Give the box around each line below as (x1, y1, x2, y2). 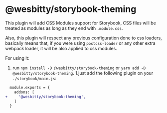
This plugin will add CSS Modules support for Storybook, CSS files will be (5, 20, 156, 26)
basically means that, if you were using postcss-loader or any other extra (5, 40, 156, 46)
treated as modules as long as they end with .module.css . (5, 25, 123, 31)
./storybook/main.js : (12, 75, 56, 81)
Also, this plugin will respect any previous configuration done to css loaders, (5, 35, 162, 41)
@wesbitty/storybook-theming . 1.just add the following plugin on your (12, 70, 154, 76)
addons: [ (14, 90, 35, 95)
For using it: (5, 55, 30, 61)
